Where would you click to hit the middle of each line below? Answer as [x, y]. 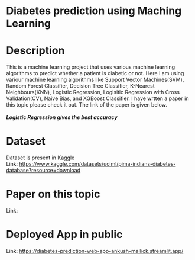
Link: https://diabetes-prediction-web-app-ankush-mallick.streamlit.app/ [95, 251]
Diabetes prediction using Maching [94, 11]
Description [35, 51]
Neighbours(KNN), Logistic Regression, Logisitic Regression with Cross [93, 92]
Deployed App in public [64, 235]
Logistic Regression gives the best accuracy [62, 117]
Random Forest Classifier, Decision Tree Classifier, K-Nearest [80, 86]
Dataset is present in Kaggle [40, 158]
